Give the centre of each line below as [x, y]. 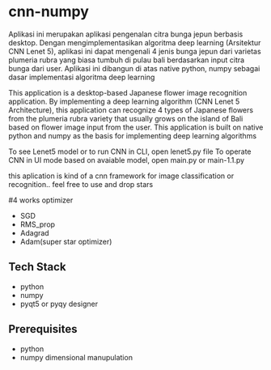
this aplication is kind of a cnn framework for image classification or [121, 176]
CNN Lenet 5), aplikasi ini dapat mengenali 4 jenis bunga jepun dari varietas [135, 51]
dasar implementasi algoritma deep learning [82, 77]
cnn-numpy [49, 12]
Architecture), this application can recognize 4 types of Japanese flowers [131, 110]
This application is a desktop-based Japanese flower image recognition [128, 92]
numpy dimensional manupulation [76, 357]
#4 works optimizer [41, 200]
